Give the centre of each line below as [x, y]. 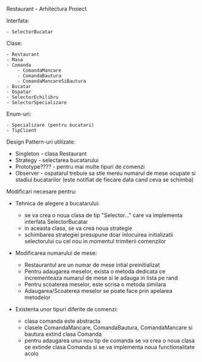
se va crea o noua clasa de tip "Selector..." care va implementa [103, 215]
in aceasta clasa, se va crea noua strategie [78, 228]
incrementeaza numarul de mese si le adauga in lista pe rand [101, 278]
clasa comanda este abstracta [62, 321]
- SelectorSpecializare [37, 103]
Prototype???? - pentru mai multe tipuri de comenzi [80, 167]
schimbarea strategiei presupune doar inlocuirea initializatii [99, 235]
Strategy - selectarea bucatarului [57, 160]
